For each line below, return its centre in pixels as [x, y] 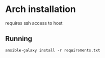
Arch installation [41, 9]
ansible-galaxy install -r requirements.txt [53, 50]
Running [19, 39]
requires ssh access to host [34, 23]
